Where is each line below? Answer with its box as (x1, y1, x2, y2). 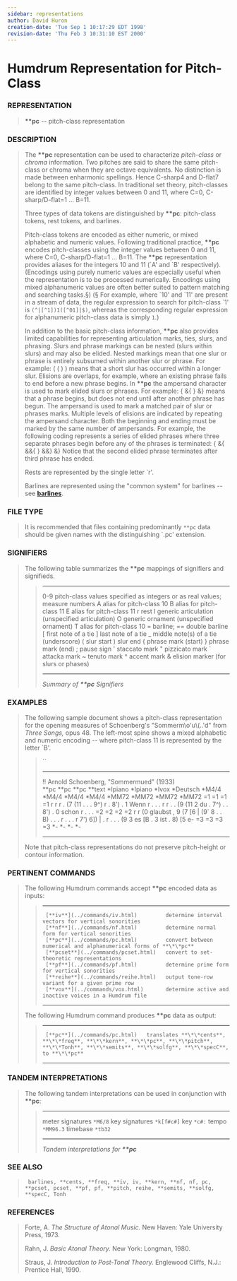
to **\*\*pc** (42, 1050, 84, 1057)
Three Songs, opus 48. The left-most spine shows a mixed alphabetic (24, 728, 227, 737)
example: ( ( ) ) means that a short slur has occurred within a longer (24, 365, 221, 373)
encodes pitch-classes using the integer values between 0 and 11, (24, 245, 217, 254)
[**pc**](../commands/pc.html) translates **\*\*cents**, (45, 1032, 226, 1039)
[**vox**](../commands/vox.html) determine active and (45, 986, 229, 993)
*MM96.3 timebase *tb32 (42, 1124, 111, 1133)
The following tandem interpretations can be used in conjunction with (24, 1089, 227, 1097)
